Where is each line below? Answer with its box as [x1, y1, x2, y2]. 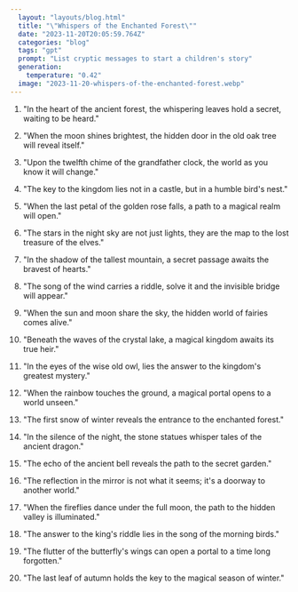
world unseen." [22, 396, 79, 407]
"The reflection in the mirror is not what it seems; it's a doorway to [22, 475, 265, 485]
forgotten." [22, 555, 63, 565]
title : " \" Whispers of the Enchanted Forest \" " [18, 21, 198, 30]
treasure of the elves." [22, 236, 105, 247]
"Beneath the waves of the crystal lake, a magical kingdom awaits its [22, 334, 274, 345]
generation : [18, 63, 63, 72]
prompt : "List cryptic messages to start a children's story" [18, 54, 253, 63]
